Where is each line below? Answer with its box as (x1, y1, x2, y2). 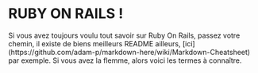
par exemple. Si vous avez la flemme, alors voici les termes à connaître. (8, 56, 242, 65)
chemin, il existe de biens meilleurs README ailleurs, (8, 38, 181, 48)
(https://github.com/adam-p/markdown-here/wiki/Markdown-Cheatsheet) (8, 47, 251, 57)
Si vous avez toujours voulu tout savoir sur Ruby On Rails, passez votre (8, 31, 241, 40)
